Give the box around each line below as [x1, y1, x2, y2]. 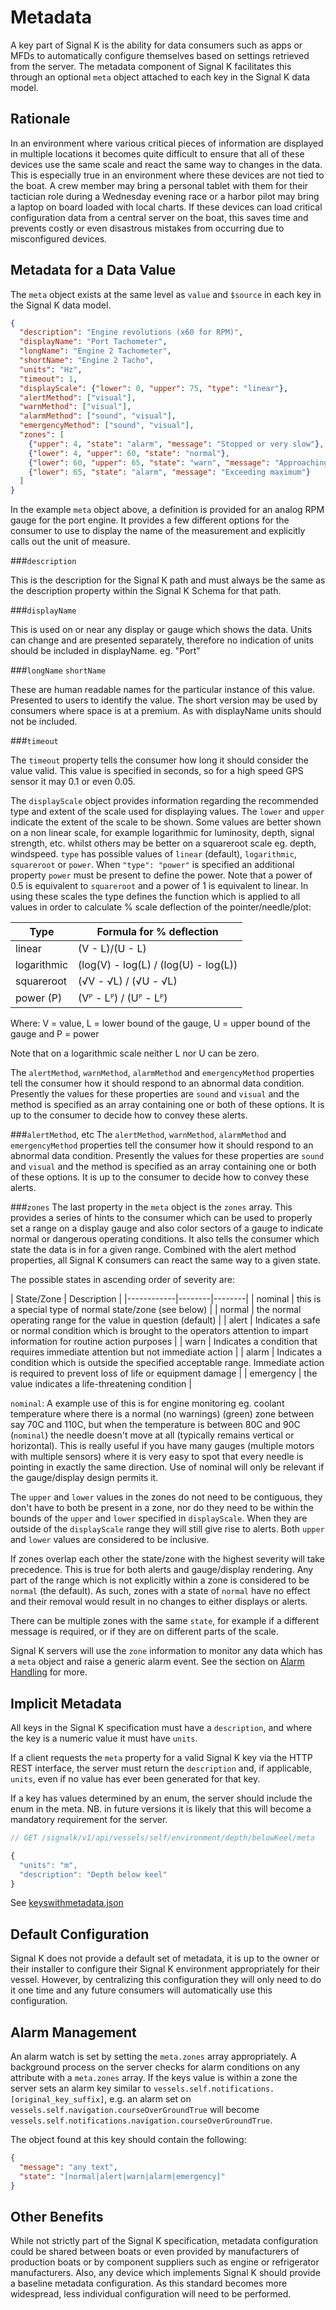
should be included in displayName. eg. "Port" [10, 645, 201, 657]
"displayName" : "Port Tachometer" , [19, 337, 168, 347]
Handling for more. [10, 1666, 88, 1678]
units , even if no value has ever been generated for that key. [10, 1773, 261, 1785]
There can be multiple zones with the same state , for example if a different [10, 1615, 320, 1627]
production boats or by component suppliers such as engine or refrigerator [10, 2256, 320, 2268]
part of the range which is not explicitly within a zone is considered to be [10, 1574, 310, 1586]
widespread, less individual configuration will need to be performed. [10, 2288, 292, 2300]
